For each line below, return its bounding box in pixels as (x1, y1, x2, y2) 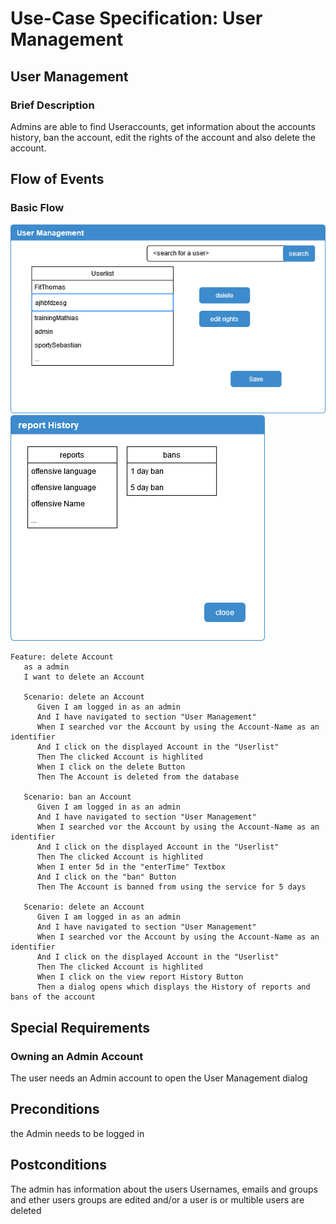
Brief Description (10, 98, 95, 112)
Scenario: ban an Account (23, 792, 132, 802)
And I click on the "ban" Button (36, 872, 177, 882)
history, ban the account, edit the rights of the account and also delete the (10, 131, 316, 143)
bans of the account (10, 992, 97, 1002)
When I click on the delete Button (36, 762, 186, 772)
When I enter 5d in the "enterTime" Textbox (36, 862, 226, 872)
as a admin (23, 662, 70, 672)
